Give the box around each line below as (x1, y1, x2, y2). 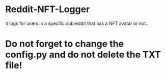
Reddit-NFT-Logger (5, 4, 90, 15)
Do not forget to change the (5, 38, 124, 50)
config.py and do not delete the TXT (5, 49, 161, 60)
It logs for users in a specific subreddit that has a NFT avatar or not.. (5, 20, 149, 26)
